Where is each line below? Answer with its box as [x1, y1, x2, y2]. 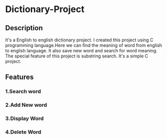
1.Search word [5, 88, 41, 95]
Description [5, 24, 43, 32]
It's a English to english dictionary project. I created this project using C [5, 37, 154, 43]
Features [5, 73, 34, 82]
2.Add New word [5, 102, 47, 109]
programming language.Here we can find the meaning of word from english [5, 42, 162, 48]
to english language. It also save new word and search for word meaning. [5, 48, 158, 53]
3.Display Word [5, 115, 44, 122]
